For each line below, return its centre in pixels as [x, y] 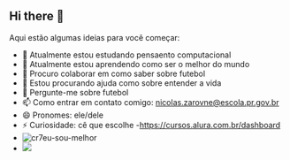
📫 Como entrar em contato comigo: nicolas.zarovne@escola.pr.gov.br [151, 102]
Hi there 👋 [37, 16]
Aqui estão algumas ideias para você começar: [95, 37]
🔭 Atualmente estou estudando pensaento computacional [126, 55]
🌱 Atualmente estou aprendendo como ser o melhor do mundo [136, 64]
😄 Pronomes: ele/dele [63, 115]
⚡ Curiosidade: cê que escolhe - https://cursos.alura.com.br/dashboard [151, 125]
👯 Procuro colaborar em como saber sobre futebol [114, 73]
